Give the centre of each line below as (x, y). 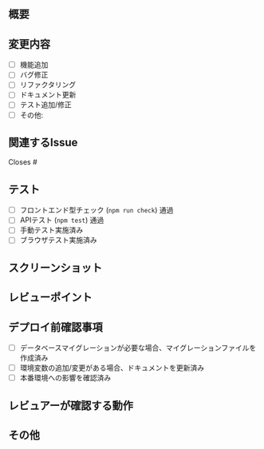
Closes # (23, 162)
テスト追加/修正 (45, 105)
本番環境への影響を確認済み (65, 378)
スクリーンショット (55, 267)
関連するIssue (43, 142)
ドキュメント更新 (48, 95)
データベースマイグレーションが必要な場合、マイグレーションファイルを (138, 348)
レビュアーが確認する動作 (71, 405)
